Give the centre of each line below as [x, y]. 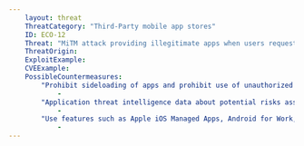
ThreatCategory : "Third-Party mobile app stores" [121, 26]
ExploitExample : [56, 60]
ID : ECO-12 [45, 34]
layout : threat [54, 18]
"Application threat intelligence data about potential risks [161, 102]
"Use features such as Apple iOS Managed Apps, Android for [157, 119]
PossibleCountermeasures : [74, 77]
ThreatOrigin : [51, 52]
